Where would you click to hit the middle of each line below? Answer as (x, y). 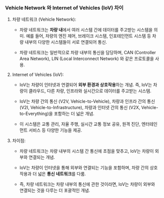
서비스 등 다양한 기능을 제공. (55, 130)
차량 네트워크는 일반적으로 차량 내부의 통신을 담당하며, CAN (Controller (88, 53)
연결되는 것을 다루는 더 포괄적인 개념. (55, 191)
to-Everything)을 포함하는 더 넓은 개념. (57, 113)
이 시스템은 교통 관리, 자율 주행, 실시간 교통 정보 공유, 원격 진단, (80, 124)
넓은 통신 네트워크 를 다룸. (62, 174)
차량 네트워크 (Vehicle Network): (44, 19)
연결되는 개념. (42, 157)
